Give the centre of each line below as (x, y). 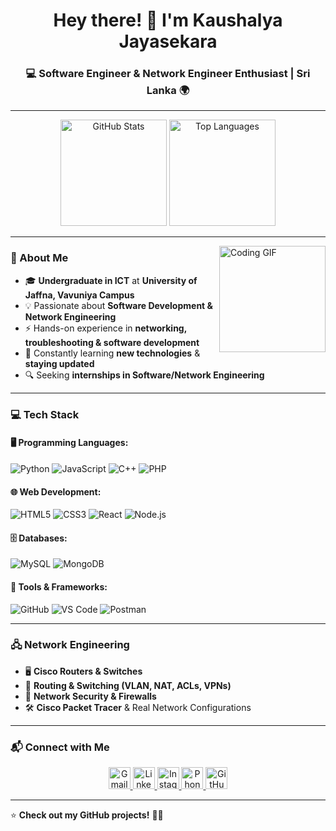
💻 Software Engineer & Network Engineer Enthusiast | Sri (168, 74)
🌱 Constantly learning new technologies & (112, 353)
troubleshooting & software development (112, 342)
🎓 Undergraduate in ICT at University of (111, 280)
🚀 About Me (39, 258)
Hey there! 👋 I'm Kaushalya (168, 20)
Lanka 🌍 (168, 91)
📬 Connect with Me (60, 747)
